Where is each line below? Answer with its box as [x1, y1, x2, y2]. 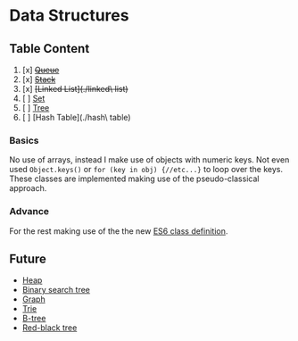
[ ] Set [21, 93, 46, 104]
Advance [9, 205, 50, 218]
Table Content [9, 41, 90, 56]
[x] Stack [21, 74, 56, 85]
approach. [9, 183, 47, 194]
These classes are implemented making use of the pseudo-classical [9, 173, 260, 184]
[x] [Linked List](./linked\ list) [21, 84, 128, 94]
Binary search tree [21, 285, 91, 295]
